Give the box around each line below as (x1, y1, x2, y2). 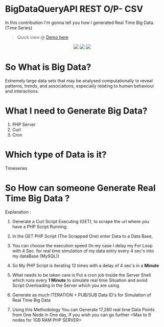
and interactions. (5, 88, 39, 94)
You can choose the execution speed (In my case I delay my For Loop (12, 242, 153, 248)
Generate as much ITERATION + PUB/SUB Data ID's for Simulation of (12, 292, 151, 298)
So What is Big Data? (5, 62, 92, 73)
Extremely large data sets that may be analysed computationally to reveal (5, 77, 153, 84)
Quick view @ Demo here (17, 34, 69, 40)
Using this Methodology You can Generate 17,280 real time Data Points (12, 306, 155, 312)
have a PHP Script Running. (12, 224, 68, 230)
